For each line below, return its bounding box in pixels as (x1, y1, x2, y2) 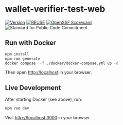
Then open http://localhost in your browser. (5, 70, 92, 75)
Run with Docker (5, 39, 56, 47)
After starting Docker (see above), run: (5, 96, 83, 103)
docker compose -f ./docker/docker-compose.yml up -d (5, 61, 119, 66)
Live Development (5, 84, 61, 92)
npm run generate (5, 56, 40, 61)
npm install (5, 52, 29, 56)
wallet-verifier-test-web (5, 3, 105, 15)
